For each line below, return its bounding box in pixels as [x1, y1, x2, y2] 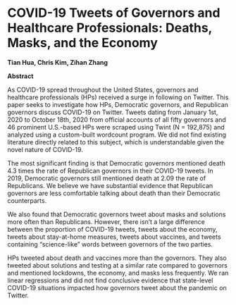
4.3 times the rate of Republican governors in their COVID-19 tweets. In [7, 166, 213, 175]
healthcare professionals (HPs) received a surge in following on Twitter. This [7, 93, 229, 101]
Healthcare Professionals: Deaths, [7, 20, 213, 36]
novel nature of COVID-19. [7, 145, 83, 154]
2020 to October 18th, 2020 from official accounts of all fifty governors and [7, 115, 227, 124]
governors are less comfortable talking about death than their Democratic [7, 189, 221, 197]
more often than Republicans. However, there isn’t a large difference [7, 217, 206, 226]
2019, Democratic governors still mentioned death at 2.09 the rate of [7, 174, 206, 182]
